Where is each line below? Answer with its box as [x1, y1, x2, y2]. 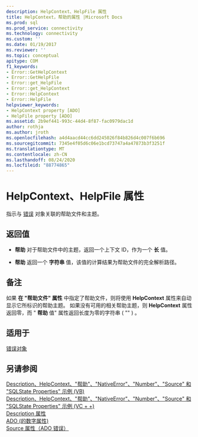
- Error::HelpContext [6, 91, 60, 97]
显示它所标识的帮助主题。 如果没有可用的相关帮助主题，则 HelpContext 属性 [6, 302, 193, 309]
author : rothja [6, 124, 44, 130]
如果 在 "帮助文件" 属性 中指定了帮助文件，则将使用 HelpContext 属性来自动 [6, 294, 192, 301]
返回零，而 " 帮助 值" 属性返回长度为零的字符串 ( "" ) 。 [6, 309, 140, 316]
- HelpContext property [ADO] [6, 107, 81, 113]
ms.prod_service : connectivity [6, 25, 83, 31]
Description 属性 [6, 410, 46, 417]
